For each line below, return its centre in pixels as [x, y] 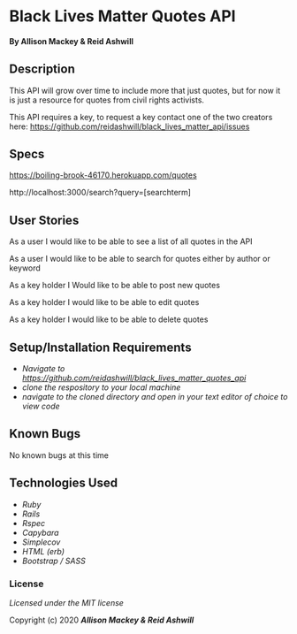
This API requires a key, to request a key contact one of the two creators [141, 117]
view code [41, 406]
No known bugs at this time [59, 455]
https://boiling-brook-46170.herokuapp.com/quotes [103, 175]
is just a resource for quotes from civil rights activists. [107, 100]
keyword [25, 268]
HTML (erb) [43, 551]
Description [42, 69]
